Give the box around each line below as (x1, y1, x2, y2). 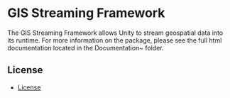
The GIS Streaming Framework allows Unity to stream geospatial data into (7, 28, 224, 37)
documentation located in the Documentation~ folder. (7, 43, 165, 52)
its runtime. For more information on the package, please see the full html (7, 36, 222, 44)
